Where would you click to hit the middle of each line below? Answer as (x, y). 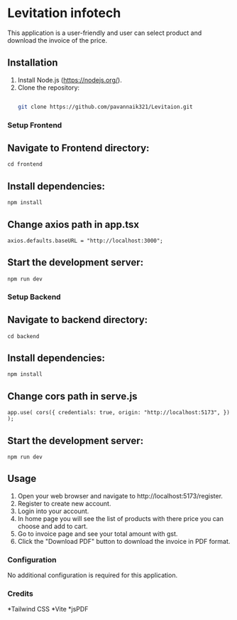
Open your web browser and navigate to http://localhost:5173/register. (120, 495)
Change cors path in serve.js (72, 396)
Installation (33, 63)
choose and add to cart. (53, 526)
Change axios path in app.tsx (73, 225)
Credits (20, 594)
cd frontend (25, 164)
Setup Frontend (35, 125)
